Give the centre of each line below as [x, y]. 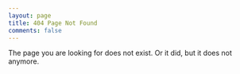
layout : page [30, 16]
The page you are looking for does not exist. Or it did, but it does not [120, 53]
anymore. [24, 61]
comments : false [35, 30]
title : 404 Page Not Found [53, 23]
